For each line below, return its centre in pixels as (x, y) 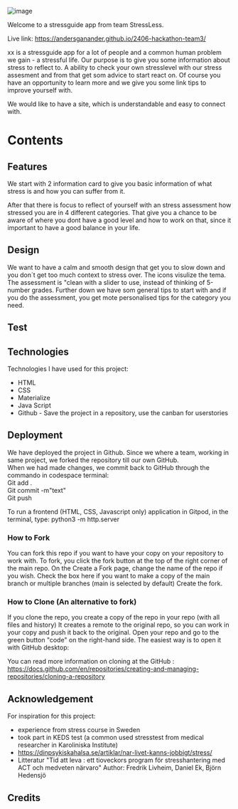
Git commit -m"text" (37, 490)
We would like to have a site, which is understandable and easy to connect (117, 104)
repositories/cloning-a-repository (56, 677)
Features (27, 166)
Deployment (35, 435)
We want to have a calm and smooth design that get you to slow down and (117, 267)
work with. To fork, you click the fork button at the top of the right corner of (118, 561)
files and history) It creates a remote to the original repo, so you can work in (118, 625)
